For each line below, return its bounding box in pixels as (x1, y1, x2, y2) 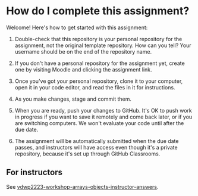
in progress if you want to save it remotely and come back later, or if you (14, 113, 193, 120)
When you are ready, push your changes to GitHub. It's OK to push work (14, 107, 192, 114)
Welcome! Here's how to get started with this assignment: (6, 24, 148, 31)
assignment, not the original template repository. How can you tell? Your (14, 42, 191, 49)
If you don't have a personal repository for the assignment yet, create (14, 60, 186, 67)
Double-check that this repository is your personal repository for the (14, 35, 183, 42)
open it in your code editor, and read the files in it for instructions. (14, 83, 175, 91)
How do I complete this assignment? (6, 4, 190, 18)
